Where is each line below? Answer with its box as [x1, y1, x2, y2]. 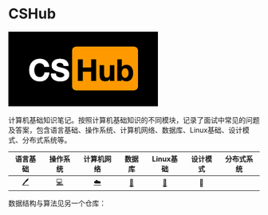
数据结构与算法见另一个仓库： [8, 198, 106, 208]
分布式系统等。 [22, 135, 72, 144]
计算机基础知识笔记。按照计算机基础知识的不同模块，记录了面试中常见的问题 [8, 115, 260, 124]
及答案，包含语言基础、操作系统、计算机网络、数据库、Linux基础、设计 [8, 125, 243, 135]
